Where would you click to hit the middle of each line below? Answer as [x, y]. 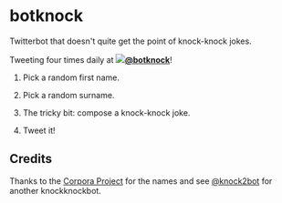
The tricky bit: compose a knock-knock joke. [106, 112]
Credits [31, 159]
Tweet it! [39, 130]
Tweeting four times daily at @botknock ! [91, 59]
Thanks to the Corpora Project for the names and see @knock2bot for [141, 181]
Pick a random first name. [71, 77]
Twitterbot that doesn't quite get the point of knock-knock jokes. [131, 41]
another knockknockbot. [56, 190]
